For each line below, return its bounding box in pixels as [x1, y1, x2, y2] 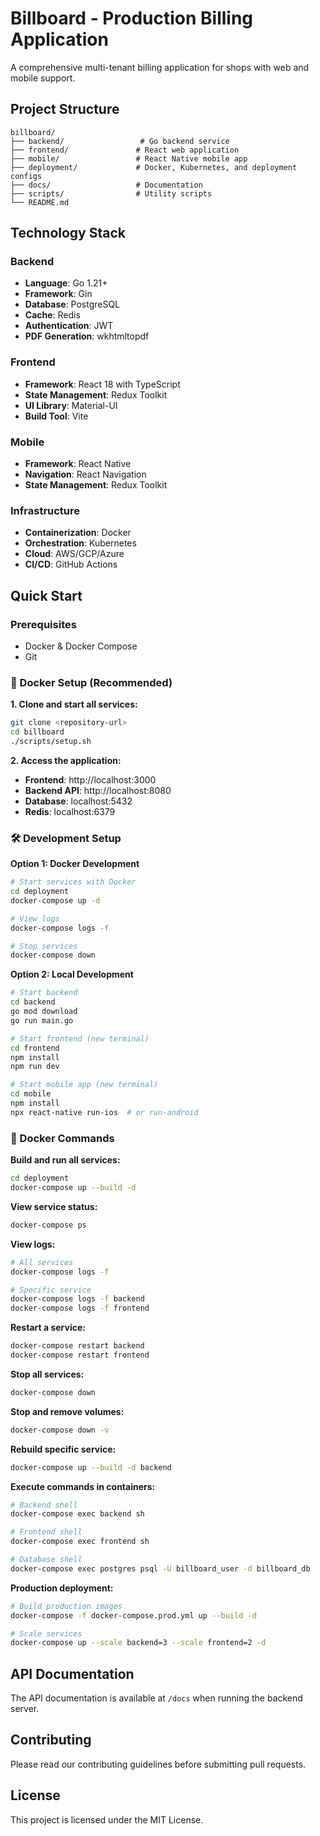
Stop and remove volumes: [10, 1405, 125, 1417]
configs [10, 171, 43, 181]
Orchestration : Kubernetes [24, 537, 137, 549]
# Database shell [10, 1555, 83, 1565]
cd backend [10, 997, 56, 1007]
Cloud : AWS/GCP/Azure [24, 548, 125, 560]
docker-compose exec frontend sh [10, 1537, 150, 1547]
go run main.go [10, 1015, 74, 1026]
